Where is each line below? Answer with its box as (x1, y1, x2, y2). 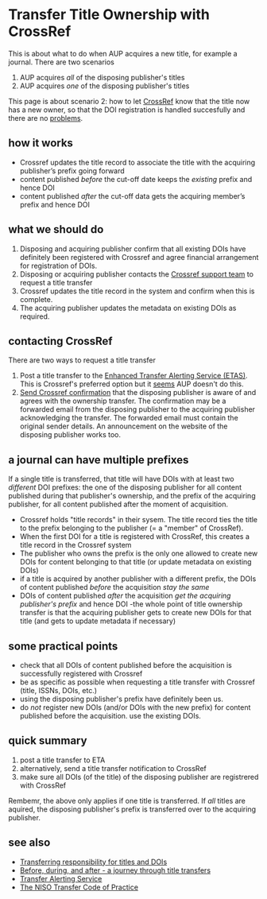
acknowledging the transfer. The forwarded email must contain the (19, 413, 238, 423)
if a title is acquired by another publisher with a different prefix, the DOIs (19, 574, 257, 583)
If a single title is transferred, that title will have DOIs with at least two (8, 475, 234, 484)
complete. (19, 294, 53, 304)
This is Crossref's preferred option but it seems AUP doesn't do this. (19, 379, 244, 389)
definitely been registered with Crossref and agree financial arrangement (19, 252, 259, 262)
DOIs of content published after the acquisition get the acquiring (19, 591, 231, 601)
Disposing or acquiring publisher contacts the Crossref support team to (19, 269, 254, 279)
